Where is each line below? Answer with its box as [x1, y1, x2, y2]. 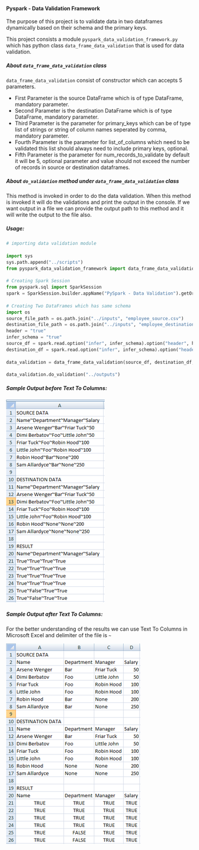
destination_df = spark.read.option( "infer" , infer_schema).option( [6, 347, 179, 353]
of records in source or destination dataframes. [14, 164, 130, 171]
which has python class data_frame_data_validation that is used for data [6, 42, 185, 49]
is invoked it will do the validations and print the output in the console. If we [6, 199, 190, 206]
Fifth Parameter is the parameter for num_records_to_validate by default [14, 151, 190, 158]
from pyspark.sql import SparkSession [6, 285, 102, 290]
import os [6, 309, 31, 315]
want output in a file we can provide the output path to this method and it [6, 205, 184, 212]
